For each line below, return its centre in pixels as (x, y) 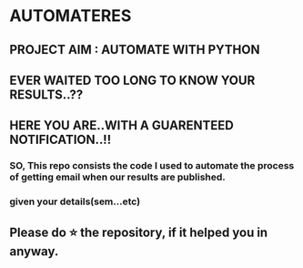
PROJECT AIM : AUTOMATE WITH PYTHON (135, 50)
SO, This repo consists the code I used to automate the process (152, 166)
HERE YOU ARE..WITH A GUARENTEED (121, 125)
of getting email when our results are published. (117, 177)
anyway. (34, 251)
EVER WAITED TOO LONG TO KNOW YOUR (132, 80)
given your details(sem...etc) (75, 201)
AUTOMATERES (71, 16)
